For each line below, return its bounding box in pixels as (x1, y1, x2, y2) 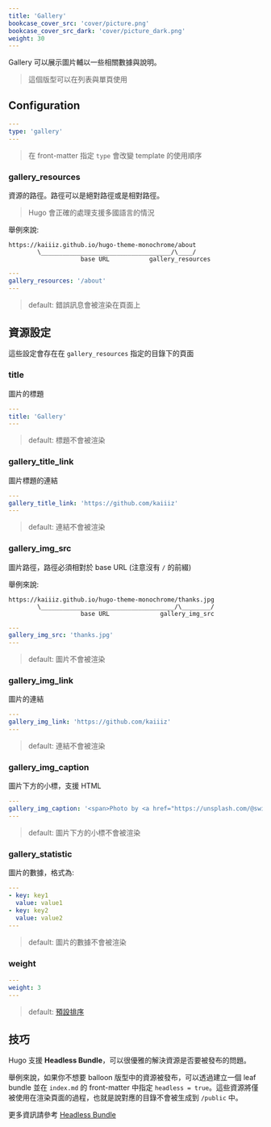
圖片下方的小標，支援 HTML (8, 781, 102, 791)
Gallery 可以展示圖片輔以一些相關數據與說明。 (8, 57, 161, 67)
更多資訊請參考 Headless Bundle (8, 1110, 117, 1120)
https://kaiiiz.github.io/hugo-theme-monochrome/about (8, 241, 197, 249)
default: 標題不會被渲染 (27, 435, 106, 445)
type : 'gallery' (8, 127, 63, 136)
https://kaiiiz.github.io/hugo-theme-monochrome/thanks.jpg (8, 595, 215, 604)
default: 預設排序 (27, 1007, 85, 1016)
